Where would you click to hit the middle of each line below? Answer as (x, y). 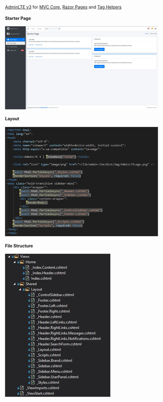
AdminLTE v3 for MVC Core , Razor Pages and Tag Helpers (63, 7)
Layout (12, 119)
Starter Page (18, 18)
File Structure (19, 246)
